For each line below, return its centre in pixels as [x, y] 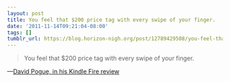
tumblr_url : [24, 39]
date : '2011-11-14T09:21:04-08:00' [58, 26]
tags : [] [20, 32]
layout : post [26, 13]
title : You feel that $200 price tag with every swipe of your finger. [111, 20]
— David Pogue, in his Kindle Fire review [63, 72]
